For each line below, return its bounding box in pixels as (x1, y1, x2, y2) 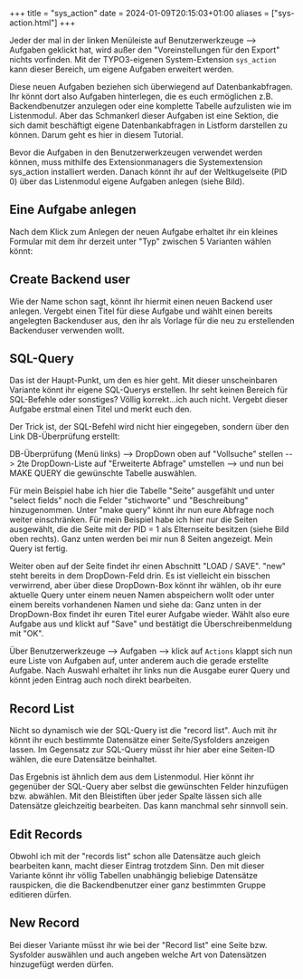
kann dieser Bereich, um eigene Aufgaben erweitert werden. (9, 63, 234, 74)
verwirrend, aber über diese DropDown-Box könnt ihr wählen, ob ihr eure (9, 580, 282, 591)
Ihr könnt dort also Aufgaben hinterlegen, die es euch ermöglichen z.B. (9, 91, 274, 102)
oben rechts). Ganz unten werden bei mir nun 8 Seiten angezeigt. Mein (9, 534, 273, 545)
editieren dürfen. (9, 889, 72, 900)
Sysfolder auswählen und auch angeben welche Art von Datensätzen (9, 949, 267, 960)
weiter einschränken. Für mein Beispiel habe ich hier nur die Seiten (9, 514, 258, 525)
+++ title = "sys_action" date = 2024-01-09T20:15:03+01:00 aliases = (9, 8, 270, 18)
